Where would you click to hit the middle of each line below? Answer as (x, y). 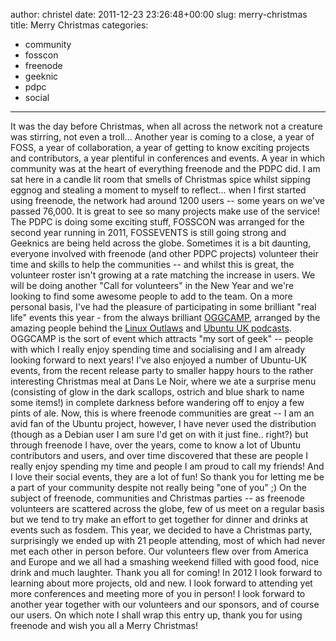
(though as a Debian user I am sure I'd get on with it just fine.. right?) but (159, 434)
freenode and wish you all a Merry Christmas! (104, 625)
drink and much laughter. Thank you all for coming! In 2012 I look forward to (166, 572)
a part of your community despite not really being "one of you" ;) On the (158, 487)
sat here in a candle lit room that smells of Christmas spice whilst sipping (160, 179)
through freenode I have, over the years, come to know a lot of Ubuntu (156, 445)
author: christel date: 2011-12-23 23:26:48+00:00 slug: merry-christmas (159, 14)
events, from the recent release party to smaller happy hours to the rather (162, 370)
